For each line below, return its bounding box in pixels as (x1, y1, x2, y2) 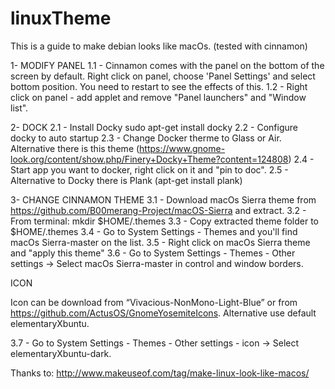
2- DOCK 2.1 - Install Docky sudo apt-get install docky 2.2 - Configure (10, 121, 299, 133)
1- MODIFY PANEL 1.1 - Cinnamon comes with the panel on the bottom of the (10, 59, 325, 71)
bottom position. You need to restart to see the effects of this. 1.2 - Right (10, 80, 308, 92)
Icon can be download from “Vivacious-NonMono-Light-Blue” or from (10, 296, 298, 308)
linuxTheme (10, 7, 112, 30)
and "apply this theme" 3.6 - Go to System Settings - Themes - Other (10, 247, 296, 259)
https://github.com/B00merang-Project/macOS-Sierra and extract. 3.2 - (10, 204, 307, 216)
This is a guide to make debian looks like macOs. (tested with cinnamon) (10, 40, 308, 52)
